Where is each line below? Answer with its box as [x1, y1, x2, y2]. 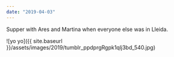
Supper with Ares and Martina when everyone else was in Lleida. [6, 25, 169, 33]
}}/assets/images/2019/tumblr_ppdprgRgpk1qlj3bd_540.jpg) [6, 44, 156, 51]
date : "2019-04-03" [6, 8, 56, 15]
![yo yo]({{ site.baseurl [6, 37, 62, 44]
